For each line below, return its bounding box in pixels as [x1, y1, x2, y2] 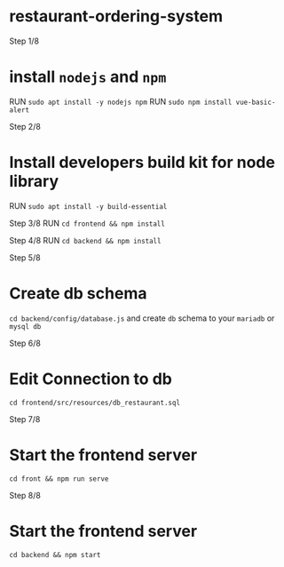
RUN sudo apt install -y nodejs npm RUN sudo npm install [9, 96, 233, 107]
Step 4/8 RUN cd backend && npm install [9, 235, 162, 245]
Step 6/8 [9, 338, 42, 348]
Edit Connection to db [9, 369, 173, 388]
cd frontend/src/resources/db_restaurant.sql [9, 398, 180, 407]
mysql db [9, 322, 42, 331]
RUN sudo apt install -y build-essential [9, 200, 168, 211]
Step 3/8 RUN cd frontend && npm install [9, 218, 166, 228]
